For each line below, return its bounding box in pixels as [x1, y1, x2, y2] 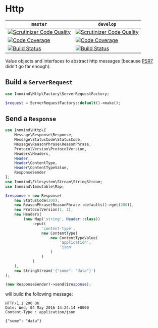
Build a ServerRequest [5, 78, 73, 86]
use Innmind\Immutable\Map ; [5, 184, 65, 189]
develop [98, 21, 117, 27]
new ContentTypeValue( [50, 235, 98, 240]
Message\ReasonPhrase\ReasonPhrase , [14, 142, 92, 147]
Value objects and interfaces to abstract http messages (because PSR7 [5, 58, 153, 64]
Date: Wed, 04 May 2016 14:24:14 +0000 [5, 305, 89, 310]
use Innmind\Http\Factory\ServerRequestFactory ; [5, 91, 110, 96]
